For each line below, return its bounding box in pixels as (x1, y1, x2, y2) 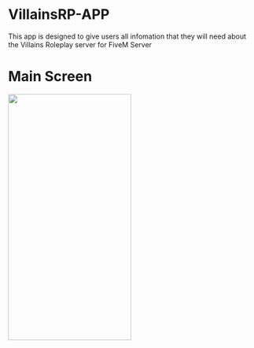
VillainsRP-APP (8, 6, 110, 24)
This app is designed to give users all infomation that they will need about (8, 31, 246, 41)
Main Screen (8, 68, 93, 86)
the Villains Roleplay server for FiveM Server (8, 39, 152, 49)
